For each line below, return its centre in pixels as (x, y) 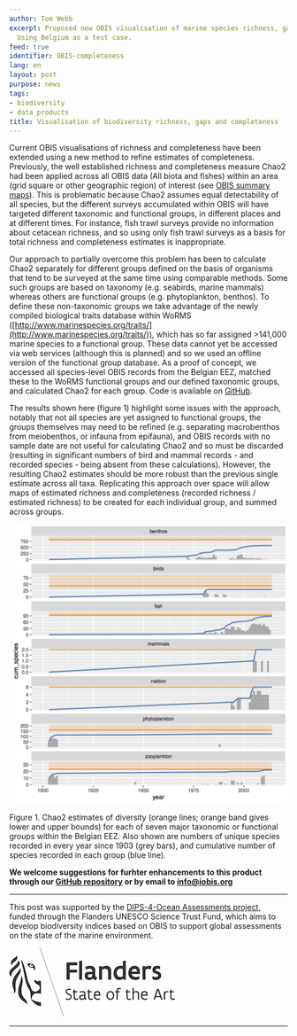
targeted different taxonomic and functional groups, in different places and (145, 214)
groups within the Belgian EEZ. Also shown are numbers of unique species (145, 837)
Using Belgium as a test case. (75, 37)
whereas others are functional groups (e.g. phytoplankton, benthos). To (139, 297)
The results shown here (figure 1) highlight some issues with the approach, (145, 409)
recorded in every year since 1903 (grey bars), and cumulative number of (142, 845)
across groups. (37, 512)
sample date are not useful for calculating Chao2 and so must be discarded (146, 446)
